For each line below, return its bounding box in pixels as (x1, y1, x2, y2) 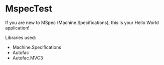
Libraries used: (5, 34, 36, 40)
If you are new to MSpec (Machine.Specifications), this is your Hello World (5, 19, 159, 25)
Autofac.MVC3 (12, 54, 44, 60)
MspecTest (5, 3, 53, 14)
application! (5, 24, 30, 30)
